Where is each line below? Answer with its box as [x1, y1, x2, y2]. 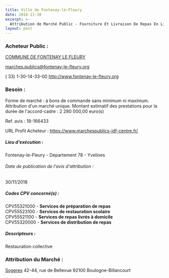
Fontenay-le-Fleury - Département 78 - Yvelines [5, 152, 106, 158]
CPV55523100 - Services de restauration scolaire [5, 208, 111, 214]
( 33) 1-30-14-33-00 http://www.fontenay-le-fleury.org [5, 73, 119, 79]
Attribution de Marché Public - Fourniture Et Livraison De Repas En [10, 21, 158, 27]
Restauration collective [5, 243, 53, 249]
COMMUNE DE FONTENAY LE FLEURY [5, 54, 86, 60]
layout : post [5, 26, 33, 31]
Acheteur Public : [5, 43, 49, 50]
